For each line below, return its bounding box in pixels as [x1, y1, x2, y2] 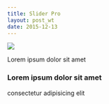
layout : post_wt [7, 17, 54, 24]
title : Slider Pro [7, 10, 61, 17]
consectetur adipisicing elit [7, 89, 85, 97]
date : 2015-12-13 [7, 23, 58, 30]
